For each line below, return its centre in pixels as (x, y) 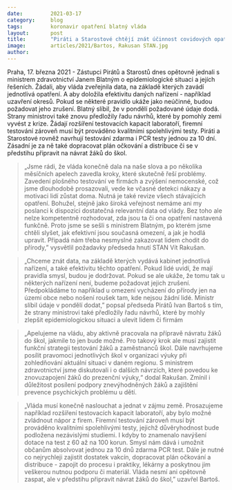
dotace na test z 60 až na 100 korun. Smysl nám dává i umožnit (114, 442)
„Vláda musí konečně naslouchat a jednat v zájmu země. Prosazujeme (123, 405)
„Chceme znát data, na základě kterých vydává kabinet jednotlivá (117, 261)
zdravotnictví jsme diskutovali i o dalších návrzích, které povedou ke (121, 370)
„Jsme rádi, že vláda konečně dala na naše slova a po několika (113, 166)
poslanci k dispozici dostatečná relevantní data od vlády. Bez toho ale (123, 210)
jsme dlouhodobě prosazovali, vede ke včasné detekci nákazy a (115, 189)
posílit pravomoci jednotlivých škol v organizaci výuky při (105, 355)
